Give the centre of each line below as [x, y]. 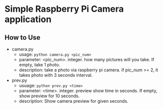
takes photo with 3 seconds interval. [56, 75]
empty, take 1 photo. [40, 65]
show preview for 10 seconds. [49, 96]
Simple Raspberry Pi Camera [64, 9]
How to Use [23, 37]
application [28, 19]
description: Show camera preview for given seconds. [74, 101]
